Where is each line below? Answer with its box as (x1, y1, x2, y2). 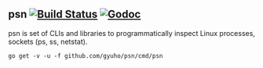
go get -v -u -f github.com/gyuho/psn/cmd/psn (8, 52, 163, 59)
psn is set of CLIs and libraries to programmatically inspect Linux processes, (8, 28, 255, 38)
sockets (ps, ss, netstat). (8, 37, 88, 46)
